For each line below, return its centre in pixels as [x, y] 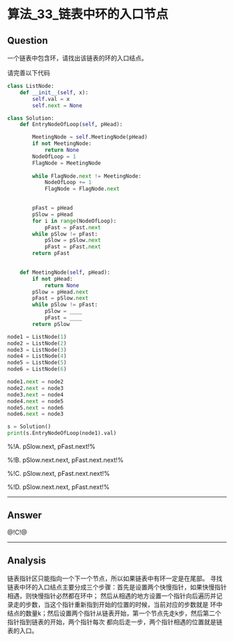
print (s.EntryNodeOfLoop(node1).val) [62, 433]
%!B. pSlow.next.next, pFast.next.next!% [65, 460]
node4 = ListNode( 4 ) [37, 356]
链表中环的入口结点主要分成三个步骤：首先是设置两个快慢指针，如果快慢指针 [117, 587]
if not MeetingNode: [62, 144]
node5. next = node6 [36, 408]
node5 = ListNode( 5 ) [37, 363]
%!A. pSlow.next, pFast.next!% [52, 446]
